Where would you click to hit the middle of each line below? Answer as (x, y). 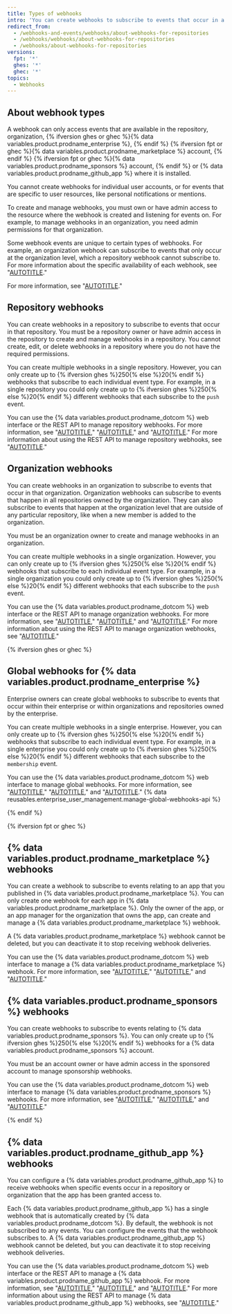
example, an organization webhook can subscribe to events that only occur (114, 251)
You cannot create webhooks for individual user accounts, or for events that (116, 187)
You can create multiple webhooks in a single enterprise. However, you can (115, 727)
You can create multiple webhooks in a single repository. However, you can (114, 367)
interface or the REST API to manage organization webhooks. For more (108, 614)
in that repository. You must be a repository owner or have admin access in (114, 331)
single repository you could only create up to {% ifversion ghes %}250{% (112, 389)
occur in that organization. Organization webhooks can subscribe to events (114, 492)
